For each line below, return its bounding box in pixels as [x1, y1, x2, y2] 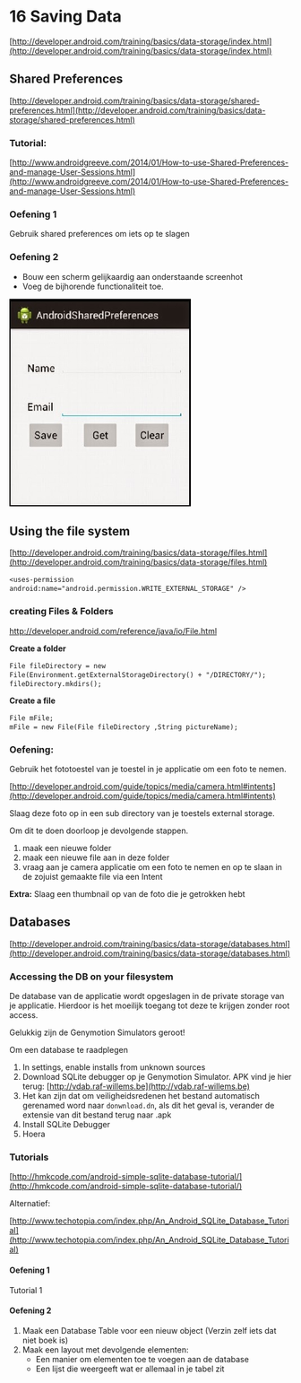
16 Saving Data [9, 6, 123, 27]
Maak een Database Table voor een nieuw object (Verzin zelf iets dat [21, 1325, 277, 1335]
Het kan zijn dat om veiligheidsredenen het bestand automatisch [21, 1091, 260, 1101]
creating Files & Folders [9, 605, 114, 618]
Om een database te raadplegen [9, 1045, 128, 1056]
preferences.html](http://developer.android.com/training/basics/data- [9, 105, 266, 116]
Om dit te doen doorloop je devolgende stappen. [9, 825, 189, 836]
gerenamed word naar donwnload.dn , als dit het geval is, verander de [21, 1100, 275, 1111]
